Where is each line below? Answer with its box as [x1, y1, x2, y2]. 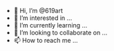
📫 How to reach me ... [13, 37, 78, 44]
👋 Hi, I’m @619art [13, 7, 64, 14]
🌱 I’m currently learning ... [13, 21, 88, 29]
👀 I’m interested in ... [13, 14, 73, 22]
